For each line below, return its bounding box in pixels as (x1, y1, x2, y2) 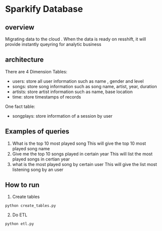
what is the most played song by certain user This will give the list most (12, 161, 158, 167)
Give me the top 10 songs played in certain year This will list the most (12, 151, 153, 157)
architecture (5, 56, 44, 64)
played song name (12, 145, 50, 151)
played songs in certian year (12, 156, 70, 162)
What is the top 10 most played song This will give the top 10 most (12, 140, 146, 146)
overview (5, 23, 34, 32)
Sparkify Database (5, 3, 83, 15)
